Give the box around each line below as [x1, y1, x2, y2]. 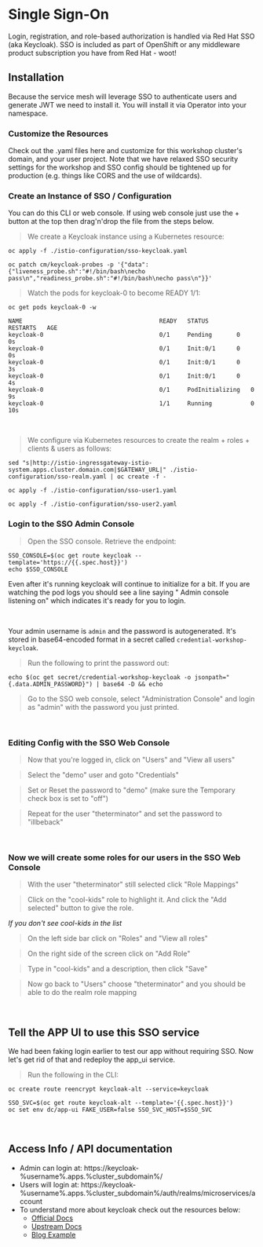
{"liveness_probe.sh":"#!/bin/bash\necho [8, 268, 146, 276]
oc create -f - [116, 473, 167, 481]
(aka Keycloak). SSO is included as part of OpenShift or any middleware [8, 39, 241, 49]
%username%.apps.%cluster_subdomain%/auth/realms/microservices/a [19, 1188, 256, 1198]
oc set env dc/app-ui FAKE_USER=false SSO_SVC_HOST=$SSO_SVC [8, 1106, 213, 1114]
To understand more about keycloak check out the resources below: [19, 1205, 241, 1214]
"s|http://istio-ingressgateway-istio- [22, 459, 153, 467]
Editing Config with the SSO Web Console [8, 737, 170, 748]
